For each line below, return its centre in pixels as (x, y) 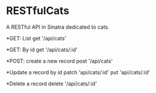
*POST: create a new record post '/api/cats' (59, 61)
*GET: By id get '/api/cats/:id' (42, 49)
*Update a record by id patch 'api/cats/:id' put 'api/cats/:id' (78, 72)
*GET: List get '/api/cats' (36, 38)
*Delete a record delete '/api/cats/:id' (52, 84)
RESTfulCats (38, 11)
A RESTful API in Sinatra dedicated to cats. (58, 27)
